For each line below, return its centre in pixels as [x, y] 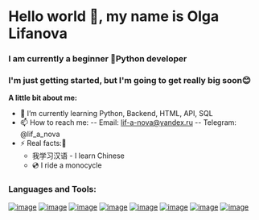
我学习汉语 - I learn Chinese [78, 156]
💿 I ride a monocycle [67, 165]
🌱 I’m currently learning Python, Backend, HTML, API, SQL [116, 114]
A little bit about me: [43, 98]
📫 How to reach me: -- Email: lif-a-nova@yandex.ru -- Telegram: [128, 122]
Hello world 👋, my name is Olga [114, 17]
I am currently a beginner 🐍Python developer [98, 59]
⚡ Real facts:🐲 [43, 143]
